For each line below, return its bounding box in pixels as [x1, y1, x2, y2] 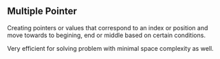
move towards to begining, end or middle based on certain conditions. [7, 31, 206, 39]
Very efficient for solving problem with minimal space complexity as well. [7, 44, 214, 52]
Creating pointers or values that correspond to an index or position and [7, 23, 208, 32]
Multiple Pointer [7, 5, 78, 17]
